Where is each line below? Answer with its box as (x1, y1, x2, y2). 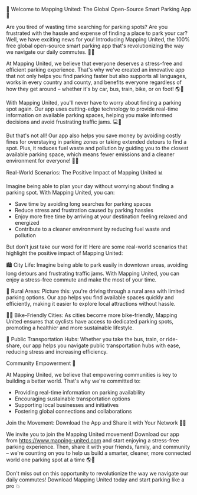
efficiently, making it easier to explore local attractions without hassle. (6, 300, 176, 307)
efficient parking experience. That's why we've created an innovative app (6, 66, 185, 73)
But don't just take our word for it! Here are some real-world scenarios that (6, 243, 188, 250)
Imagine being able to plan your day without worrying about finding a (6, 183, 174, 189)
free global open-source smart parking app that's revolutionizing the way (6, 42, 184, 49)
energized (14, 219, 40, 226)
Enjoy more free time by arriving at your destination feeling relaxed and (14, 213, 188, 220)
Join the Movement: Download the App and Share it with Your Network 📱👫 (6, 419, 187, 426)
